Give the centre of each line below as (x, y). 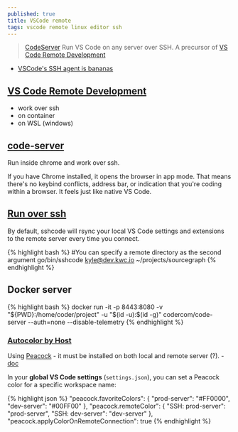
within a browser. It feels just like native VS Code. (80, 191)
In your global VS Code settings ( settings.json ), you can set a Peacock (114, 377)
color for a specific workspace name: (62, 384)
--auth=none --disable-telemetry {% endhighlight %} (106, 322)
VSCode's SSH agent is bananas (65, 69)
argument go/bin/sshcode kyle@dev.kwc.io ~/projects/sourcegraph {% (112, 259)
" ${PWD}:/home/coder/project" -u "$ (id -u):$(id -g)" (85, 314)
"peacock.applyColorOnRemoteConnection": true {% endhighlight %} (109, 421)
